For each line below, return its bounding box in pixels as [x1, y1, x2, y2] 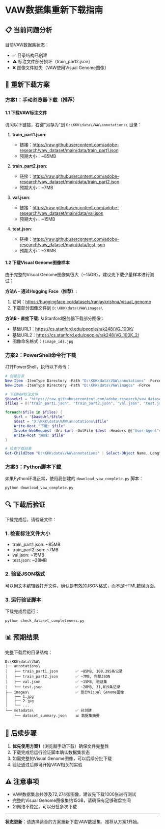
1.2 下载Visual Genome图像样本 [5, 260, 70, 265]
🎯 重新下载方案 [5, 80, 50, 89]
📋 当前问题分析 [5, 26, 53, 34]
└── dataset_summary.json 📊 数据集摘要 [14, 713, 100, 718]
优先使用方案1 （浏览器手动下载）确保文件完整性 [12, 743, 109, 749]
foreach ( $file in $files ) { [5, 410, 63, 415]
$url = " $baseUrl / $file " [14, 414, 65, 419]
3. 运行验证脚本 [5, 596, 42, 603]
